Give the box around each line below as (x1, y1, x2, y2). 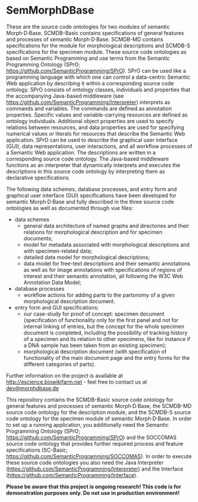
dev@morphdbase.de (6, 384, 59, 391)
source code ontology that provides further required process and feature (6, 440, 184, 447)
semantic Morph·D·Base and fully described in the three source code (6, 198, 174, 205)
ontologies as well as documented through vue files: (6, 204, 134, 211)
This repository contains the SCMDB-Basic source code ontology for (6, 396, 173, 403)
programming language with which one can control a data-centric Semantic (6, 73, 190, 81)
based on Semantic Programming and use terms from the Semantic (6, 54, 170, 62)
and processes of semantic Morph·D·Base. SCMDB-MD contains (6, 36, 164, 43)
